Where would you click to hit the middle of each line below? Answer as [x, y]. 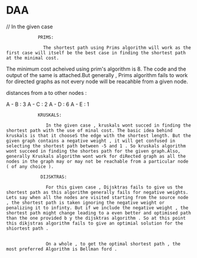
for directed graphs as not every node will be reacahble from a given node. [97, 81]
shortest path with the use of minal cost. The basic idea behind [89, 130]
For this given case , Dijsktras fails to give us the [114, 187]
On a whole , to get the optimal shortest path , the [113, 244]
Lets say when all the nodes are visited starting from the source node [97, 197]
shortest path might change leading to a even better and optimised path [99, 213]
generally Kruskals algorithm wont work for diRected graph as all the [96, 156]
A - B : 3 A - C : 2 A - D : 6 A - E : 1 [48, 104]
